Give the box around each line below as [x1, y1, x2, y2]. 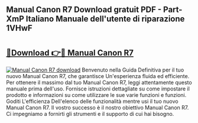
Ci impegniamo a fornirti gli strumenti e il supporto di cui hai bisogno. [6, 111, 174, 117]
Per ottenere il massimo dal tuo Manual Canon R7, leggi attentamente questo [6, 79, 192, 86]
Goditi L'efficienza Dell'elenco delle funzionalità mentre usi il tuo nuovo [6, 98, 178, 105]
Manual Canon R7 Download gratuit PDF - [6, 5, 162, 15]
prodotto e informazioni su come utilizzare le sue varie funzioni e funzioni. [6, 92, 187, 98]
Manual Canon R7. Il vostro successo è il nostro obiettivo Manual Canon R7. [6, 104, 189, 111]
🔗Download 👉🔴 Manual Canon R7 [6, 47, 134, 58]
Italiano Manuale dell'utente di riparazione [25, 14, 185, 24]
